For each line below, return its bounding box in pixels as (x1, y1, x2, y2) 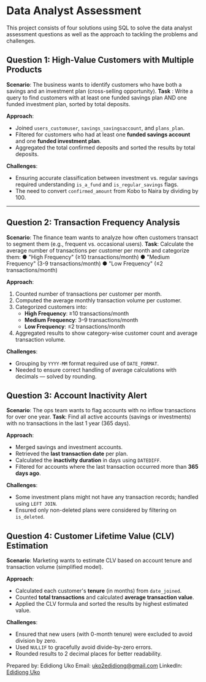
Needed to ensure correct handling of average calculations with (15, 366, 177, 374)
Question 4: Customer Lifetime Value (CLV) (6, 531, 175, 541)
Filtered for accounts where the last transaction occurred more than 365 (15, 463, 199, 471)
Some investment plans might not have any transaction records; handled (15, 493, 199, 501)
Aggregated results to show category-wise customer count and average (15, 329, 198, 337)
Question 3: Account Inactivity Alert (6, 390, 147, 401)
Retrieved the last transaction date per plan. (15, 450, 128, 458)
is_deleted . (15, 513, 45, 520)
